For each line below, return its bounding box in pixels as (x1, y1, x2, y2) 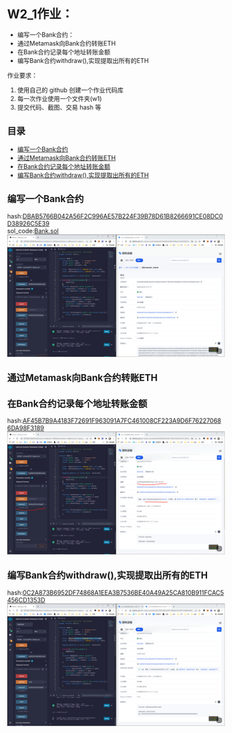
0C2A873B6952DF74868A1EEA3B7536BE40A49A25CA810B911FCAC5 (22, 588, 224, 597)
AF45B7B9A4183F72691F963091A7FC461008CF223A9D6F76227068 (22, 416, 222, 425)
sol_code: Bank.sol (7, 226, 59, 235)
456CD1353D (7, 595, 46, 604)
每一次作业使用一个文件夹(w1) (17, 94, 102, 102)
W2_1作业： (7, 6, 74, 22)
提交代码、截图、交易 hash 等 (17, 103, 101, 111)
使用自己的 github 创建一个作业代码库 (17, 86, 124, 94)
